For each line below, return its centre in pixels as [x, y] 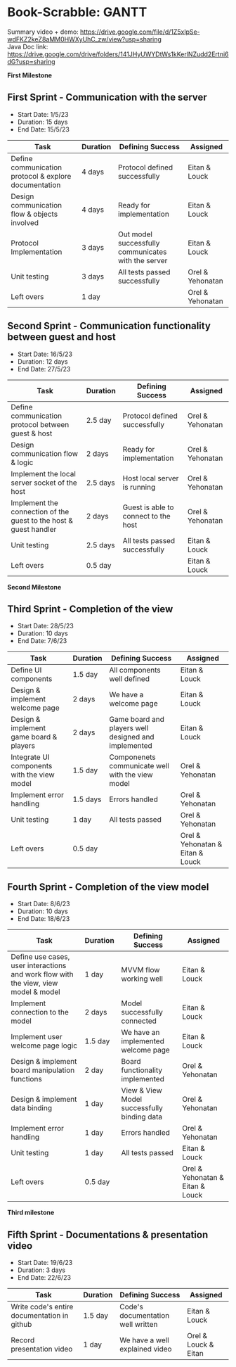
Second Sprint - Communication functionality [109, 326]
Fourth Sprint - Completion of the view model [108, 887]
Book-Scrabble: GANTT [77, 12]
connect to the [146, 516]
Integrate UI [30, 757]
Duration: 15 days [42, 122]
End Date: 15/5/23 [44, 129]
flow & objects [34, 214]
